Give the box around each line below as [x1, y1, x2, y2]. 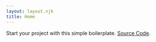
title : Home [6, 14, 35, 20]
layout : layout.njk [6, 8, 54, 14]
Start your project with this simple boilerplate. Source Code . [6, 29, 151, 36]
